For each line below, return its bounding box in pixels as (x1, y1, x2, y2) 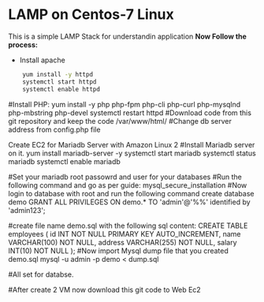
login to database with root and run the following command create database (8, 188, 255, 198)
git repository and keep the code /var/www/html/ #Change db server (8, 116, 232, 125)
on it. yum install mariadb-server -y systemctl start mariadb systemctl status (8, 148, 256, 158)
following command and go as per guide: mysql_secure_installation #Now (8, 180, 247, 190)
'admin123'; (8, 205, 46, 214)
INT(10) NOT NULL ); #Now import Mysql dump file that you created (8, 246, 229, 255)
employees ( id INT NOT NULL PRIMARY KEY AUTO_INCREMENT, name (8, 229, 242, 238)
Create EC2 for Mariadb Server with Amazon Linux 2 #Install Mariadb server (8, 140, 255, 149)
